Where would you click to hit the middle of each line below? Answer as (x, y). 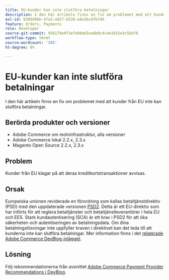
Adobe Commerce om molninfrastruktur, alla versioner (69, 134)
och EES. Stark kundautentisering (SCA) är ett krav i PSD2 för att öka (76, 217)
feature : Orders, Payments (33, 24)
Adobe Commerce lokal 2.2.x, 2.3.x (49, 140)
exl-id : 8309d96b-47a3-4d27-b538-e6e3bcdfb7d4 (55, 19)
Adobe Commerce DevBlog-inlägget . (44, 239)
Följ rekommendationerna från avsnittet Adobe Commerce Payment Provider (84, 266)
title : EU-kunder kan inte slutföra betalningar (57, 10)
